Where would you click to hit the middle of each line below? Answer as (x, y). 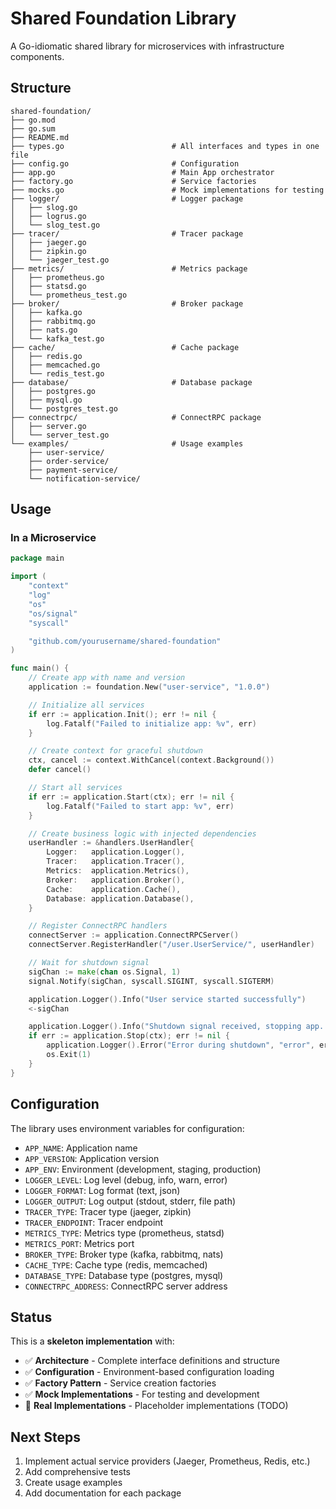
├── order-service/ (69, 461)
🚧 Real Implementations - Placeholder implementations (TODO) (156, 1406)
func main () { (40, 668)
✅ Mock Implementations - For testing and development (142, 1394)
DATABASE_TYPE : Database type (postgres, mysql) (124, 1275)
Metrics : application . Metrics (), (118, 871)
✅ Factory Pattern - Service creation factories (120, 1383)
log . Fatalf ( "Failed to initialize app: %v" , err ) (151, 723)
